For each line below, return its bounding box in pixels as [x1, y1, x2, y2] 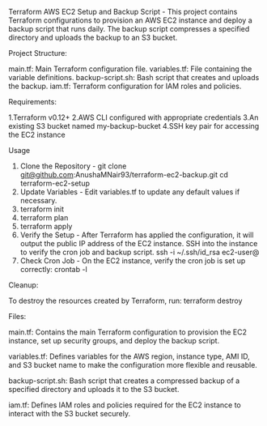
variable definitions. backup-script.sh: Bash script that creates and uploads [8, 73, 260, 82]
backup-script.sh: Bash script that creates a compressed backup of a [8, 376, 240, 386]
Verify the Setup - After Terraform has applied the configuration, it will [19, 230, 254, 240]
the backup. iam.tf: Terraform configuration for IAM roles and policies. [8, 81, 242, 91]
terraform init [19, 204, 65, 214]
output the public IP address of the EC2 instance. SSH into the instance [19, 239, 258, 248]
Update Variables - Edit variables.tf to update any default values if [19, 187, 240, 197]
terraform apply [19, 222, 73, 231]
